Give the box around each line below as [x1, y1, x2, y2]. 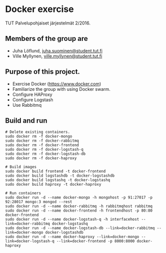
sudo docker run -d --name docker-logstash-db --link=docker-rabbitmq [5, 226, 155, 231]
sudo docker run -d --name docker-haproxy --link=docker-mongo [5, 235, 140, 240]
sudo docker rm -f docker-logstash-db [5, 151, 86, 157]
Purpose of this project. [5, 67, 80, 76]
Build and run [5, 116, 47, 125]
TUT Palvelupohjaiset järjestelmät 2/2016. [5, 20, 91, 26]
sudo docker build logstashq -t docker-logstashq [5, 178, 111, 183]
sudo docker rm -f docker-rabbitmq [5, 138, 79, 143]
